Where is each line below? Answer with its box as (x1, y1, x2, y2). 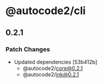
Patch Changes (5, 45, 51, 53)
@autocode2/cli (5, 4, 86, 18)
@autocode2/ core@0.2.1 (22, 65, 83, 72)
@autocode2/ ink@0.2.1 (22, 70, 79, 78)
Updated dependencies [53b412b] (14, 58, 98, 65)
